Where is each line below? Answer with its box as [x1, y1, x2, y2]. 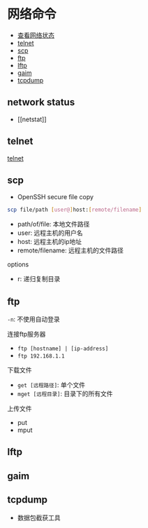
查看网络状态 [17, 31, 54, 39]
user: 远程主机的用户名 [17, 229, 83, 237]
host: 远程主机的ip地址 [17, 238, 82, 246]
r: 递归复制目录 [17, 275, 61, 283]
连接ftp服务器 [7, 330, 46, 339]
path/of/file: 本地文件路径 [17, 220, 90, 229]
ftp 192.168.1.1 [17, 353, 65, 360]
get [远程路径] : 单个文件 [17, 381, 86, 389]
